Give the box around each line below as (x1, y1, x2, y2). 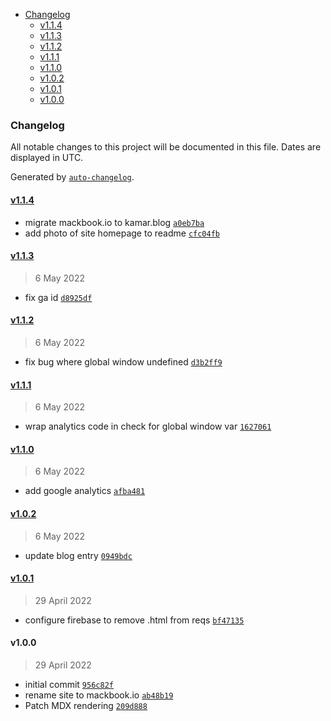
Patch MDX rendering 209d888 (24, 699, 148, 711)
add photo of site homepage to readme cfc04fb (24, 227, 220, 239)
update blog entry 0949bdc (24, 549, 133, 561)
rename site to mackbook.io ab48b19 (24, 689, 174, 701)
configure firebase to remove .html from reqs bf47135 (24, 614, 245, 626)
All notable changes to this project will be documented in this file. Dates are (10, 141, 322, 153)
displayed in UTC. (10, 152, 84, 164)
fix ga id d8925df (24, 291, 93, 303)
